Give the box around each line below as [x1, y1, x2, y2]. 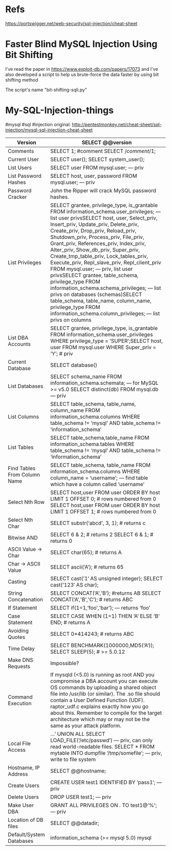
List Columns [8, 413, 39, 420]
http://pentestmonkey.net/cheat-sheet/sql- [72, 121, 162, 127]
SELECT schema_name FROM [50, 373, 122, 380]
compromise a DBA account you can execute [50, 677, 158, 684]
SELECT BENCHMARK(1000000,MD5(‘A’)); [50, 642, 154, 649]
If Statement [8, 604, 37, 611]
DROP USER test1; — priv [50, 793, 111, 801]
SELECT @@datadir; [50, 819, 99, 827]
